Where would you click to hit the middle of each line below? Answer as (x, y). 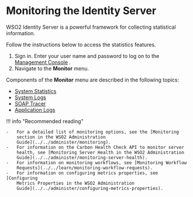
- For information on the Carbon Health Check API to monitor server (95, 147)
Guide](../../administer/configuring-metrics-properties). (90, 188)
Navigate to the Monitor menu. (52, 68)
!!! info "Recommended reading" (45, 121)
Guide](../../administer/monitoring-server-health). (82, 157)
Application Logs (35, 110)
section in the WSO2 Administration (61, 137)
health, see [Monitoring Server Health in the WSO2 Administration (100, 152)
